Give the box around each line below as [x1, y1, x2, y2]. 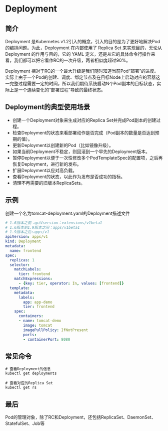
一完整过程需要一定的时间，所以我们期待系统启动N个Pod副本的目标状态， [5, 81, 157, 86]
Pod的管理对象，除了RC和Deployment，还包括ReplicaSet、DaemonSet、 [5, 414, 156, 420]
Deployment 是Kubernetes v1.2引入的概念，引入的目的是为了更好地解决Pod [5, 39, 160, 44]
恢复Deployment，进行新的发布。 [12, 161, 81, 167]
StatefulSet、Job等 [5, 420, 45, 426]
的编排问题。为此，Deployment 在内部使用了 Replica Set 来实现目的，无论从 [5, 45, 162, 51]
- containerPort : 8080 [23, 337, 70, 342]
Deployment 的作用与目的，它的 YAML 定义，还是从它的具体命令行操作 [5, 51, 151, 57]
